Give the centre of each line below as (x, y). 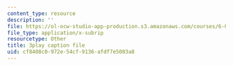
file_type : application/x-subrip (55, 33)
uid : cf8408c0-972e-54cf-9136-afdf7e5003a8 (71, 52)
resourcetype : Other (37, 39)
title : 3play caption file (46, 45)
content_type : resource (42, 13)
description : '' (31, 20)
